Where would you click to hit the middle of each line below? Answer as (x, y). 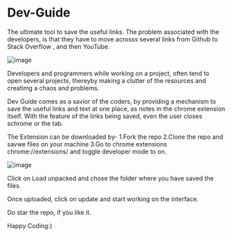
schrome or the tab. (35, 123)
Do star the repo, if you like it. (49, 212)
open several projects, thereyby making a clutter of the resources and (107, 80)
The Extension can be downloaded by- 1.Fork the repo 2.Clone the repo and (115, 137)
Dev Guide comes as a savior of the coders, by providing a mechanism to (112, 101)
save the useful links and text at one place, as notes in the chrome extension (116, 108)
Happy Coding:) (30, 225)
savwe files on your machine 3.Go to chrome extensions (87, 144)
